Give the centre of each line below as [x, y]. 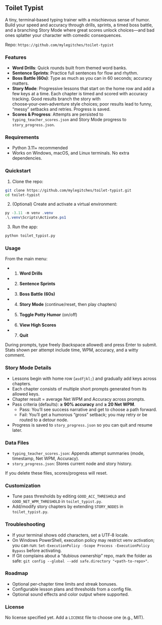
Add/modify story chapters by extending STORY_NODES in [68, 507]
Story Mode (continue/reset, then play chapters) [68, 304]
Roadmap [17, 573]
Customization [23, 485]
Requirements [22, 137]
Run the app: [25, 227]
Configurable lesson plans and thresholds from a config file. [72, 589]
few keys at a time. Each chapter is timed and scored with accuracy [80, 94]
